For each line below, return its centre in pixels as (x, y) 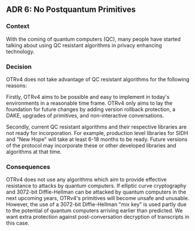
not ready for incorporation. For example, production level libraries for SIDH (97, 133)
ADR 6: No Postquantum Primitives (71, 10)
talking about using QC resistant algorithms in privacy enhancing (84, 45)
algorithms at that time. (34, 151)
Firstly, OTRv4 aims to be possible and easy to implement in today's (88, 96)
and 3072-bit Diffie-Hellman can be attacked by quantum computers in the (96, 192)
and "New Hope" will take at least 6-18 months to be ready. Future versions (97, 139)
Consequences (28, 167)
